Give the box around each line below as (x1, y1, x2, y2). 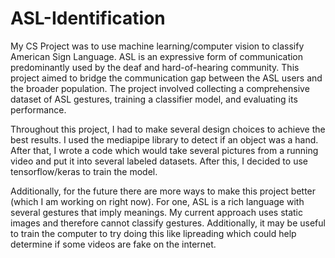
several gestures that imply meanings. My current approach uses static (10, 206, 304, 218)
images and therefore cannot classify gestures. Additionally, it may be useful (10, 217, 326, 229)
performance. (10, 103, 67, 116)
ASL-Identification (10, 7, 166, 30)
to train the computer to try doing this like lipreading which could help (10, 227, 297, 239)
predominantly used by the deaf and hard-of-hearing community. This (10, 61, 300, 73)
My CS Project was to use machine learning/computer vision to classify (10, 40, 305, 52)
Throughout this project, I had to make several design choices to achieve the (10, 123, 326, 135)
